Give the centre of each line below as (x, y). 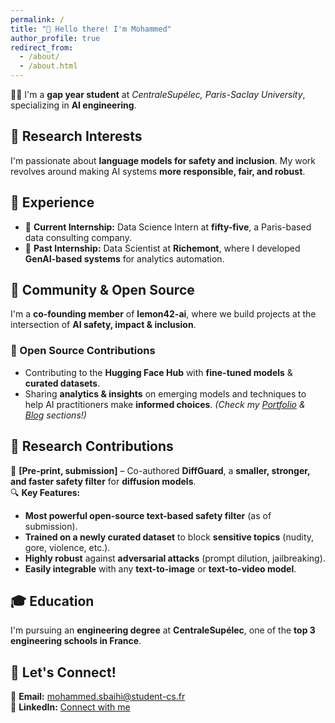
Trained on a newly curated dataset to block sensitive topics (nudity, (169, 537)
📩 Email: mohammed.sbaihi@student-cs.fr (98, 697)
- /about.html (48, 66)
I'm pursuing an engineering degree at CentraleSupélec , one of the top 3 (163, 630)
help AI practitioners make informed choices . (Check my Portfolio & (165, 404)
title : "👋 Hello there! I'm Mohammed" (91, 29)
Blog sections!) (55, 415)
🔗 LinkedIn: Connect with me (70, 707)
